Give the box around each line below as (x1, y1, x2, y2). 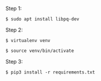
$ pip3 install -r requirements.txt (5, 69, 95, 75)
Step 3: (5, 58, 23, 65)
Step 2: (5, 26, 23, 33)
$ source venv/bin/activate (5, 48, 75, 54)
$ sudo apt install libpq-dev (5, 16, 80, 22)
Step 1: (5, 5, 22, 12)
